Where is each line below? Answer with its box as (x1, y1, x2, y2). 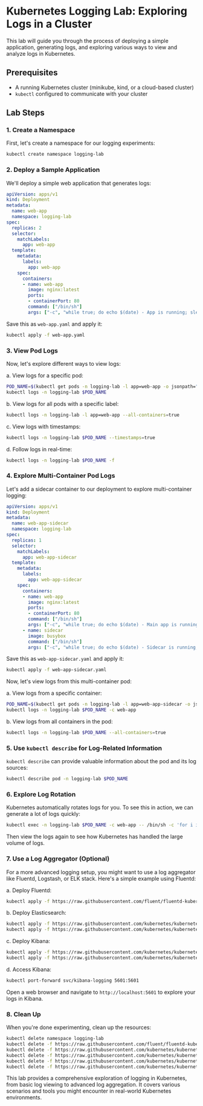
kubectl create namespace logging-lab (6, 151, 104, 157)
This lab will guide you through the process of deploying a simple (6, 37, 169, 44)
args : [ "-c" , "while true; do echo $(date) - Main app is (28, 622, 177, 628)
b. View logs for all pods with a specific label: (6, 400, 119, 407)
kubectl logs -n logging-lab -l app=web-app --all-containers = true (6, 412, 180, 418)
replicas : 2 (11, 225, 42, 231)
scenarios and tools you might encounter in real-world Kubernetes (6, 1087, 172, 1094)
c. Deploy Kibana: (6, 938, 50, 945)
